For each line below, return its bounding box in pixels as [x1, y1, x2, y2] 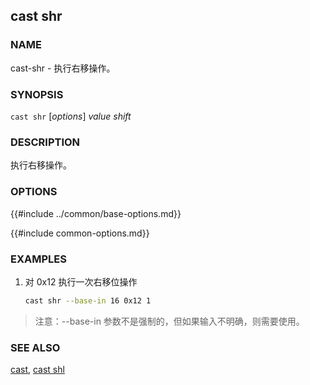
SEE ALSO [10, 340, 61, 354]
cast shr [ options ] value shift [10, 110, 132, 122]
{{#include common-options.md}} [10, 227, 150, 239]
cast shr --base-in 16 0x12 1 [24, 295, 152, 306]
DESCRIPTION [10, 135, 81, 149]
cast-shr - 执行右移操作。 [10, 62, 116, 74]
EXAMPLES [10, 252, 67, 266]
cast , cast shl [10, 364, 65, 376]
